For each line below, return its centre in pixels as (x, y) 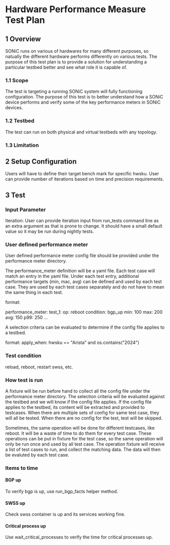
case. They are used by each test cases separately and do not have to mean (85, 287)
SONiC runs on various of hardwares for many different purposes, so (77, 51)
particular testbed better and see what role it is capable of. (66, 67)
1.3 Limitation (22, 145)
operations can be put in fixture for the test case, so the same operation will (84, 438)
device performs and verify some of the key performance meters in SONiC (83, 102)
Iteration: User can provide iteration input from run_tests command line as (82, 221)
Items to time (22, 468)
